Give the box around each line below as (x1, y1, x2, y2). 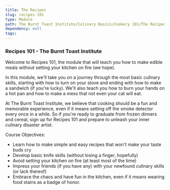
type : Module (5, 17, 33, 22)
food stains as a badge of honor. (12, 179, 80, 185)
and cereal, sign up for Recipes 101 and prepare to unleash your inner (5, 117, 150, 123)
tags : (5, 31, 17, 36)
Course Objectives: (5, 132, 46, 138)
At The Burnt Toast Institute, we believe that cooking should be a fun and (5, 100, 157, 106)
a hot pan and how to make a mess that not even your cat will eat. (5, 91, 143, 97)
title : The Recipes (5, 7, 47, 13)
